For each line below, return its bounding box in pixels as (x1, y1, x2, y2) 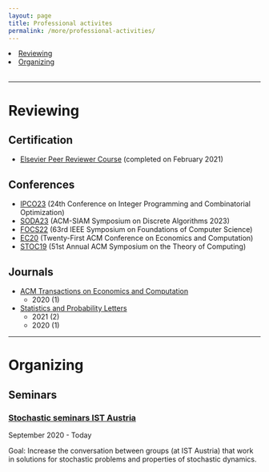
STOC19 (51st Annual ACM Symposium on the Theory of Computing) (19, 242, 247, 251)
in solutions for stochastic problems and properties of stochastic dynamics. (8, 454, 257, 464)
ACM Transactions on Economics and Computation (19, 287, 189, 295)
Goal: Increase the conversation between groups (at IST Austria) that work (8, 446, 254, 455)
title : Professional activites (8, 19, 113, 27)
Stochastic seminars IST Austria (8, 412, 136, 423)
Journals (8, 265, 54, 279)
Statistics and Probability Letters (19, 303, 127, 313)
